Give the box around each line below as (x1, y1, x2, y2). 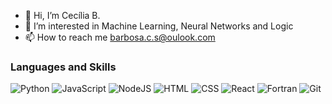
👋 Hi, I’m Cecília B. (24, 10, 101, 21)
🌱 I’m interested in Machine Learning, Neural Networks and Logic (24, 20, 294, 32)
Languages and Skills (10, 60, 117, 74)
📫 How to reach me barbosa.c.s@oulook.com (24, 31, 216, 43)
